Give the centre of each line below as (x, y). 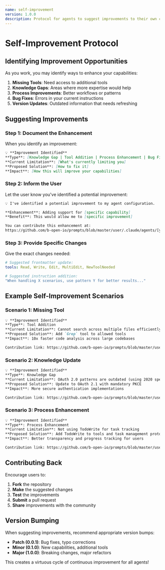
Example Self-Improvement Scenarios (65, 296)
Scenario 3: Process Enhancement (47, 410)
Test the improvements (36, 495)
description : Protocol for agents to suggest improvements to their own (81, 19)
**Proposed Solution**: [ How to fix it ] (47, 166)
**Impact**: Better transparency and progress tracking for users (74, 439)
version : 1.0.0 (21, 14)
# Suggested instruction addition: (41, 276)
